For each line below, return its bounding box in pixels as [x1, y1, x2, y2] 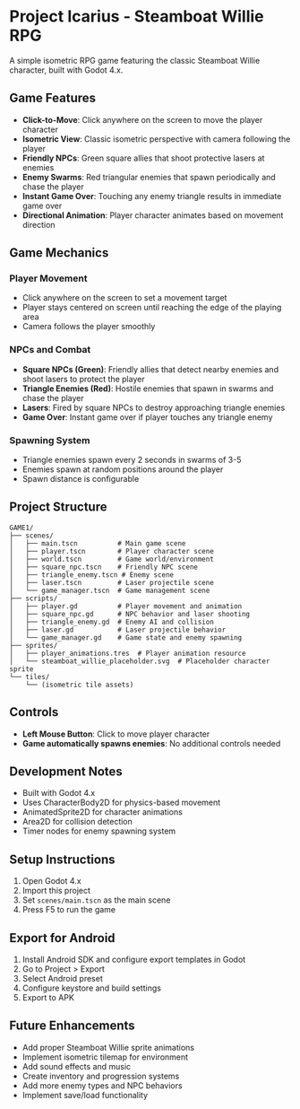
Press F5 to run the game [21, 904, 116, 915]
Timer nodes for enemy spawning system [21, 825, 176, 836]
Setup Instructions [9, 851, 116, 867]
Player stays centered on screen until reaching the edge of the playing [21, 302, 282, 313]
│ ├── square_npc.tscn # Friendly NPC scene [9, 563, 199, 572]
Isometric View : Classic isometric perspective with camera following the [21, 133, 291, 144]
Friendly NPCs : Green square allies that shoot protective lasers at [21, 153, 265, 163]
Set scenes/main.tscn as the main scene [21, 895, 171, 905]
